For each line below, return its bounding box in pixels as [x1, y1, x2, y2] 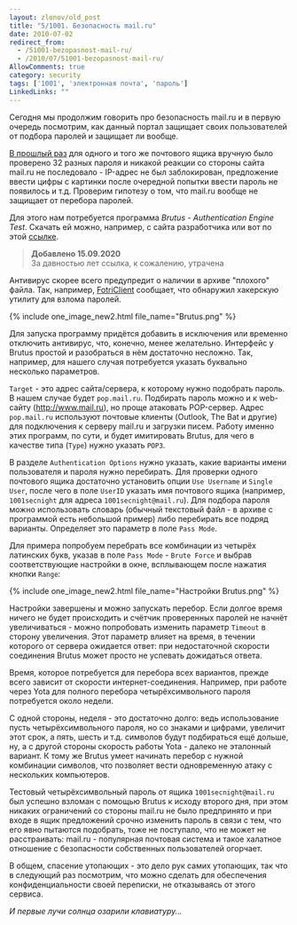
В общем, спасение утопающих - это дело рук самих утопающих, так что [9, 860, 288, 871]
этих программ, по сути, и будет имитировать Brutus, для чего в [9, 430, 254, 440]
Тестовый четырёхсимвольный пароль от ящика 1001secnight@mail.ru [9, 787, 275, 797]
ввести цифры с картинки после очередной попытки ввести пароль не [9, 176, 278, 186]
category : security [9, 71, 82, 80]
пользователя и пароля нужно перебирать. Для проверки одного [9, 466, 259, 477]
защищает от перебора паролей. [9, 194, 134, 205]
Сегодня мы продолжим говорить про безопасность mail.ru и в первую [9, 112, 281, 123]
